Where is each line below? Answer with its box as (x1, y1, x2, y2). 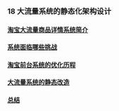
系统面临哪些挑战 (7, 43, 57, 51)
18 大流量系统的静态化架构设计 (7, 6, 112, 16)
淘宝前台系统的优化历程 (7, 60, 76, 69)
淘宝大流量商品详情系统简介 (7, 25, 89, 33)
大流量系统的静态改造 (7, 78, 69, 87)
